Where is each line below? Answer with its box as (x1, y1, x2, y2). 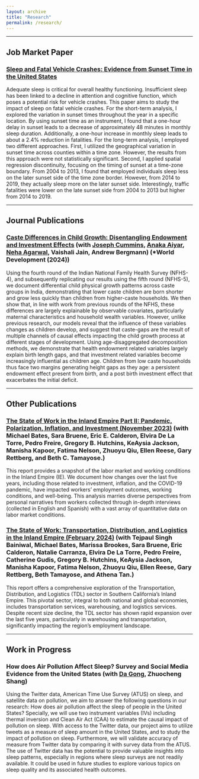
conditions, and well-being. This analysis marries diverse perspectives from (6, 493, 191, 500)
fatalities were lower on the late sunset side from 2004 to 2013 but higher (6, 187, 185, 194)
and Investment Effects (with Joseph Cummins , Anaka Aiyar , (6, 241, 185, 249)
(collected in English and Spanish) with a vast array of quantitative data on (6, 505, 188, 512)
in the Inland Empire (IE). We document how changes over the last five (6, 474, 178, 481)
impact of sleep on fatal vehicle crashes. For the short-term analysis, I (6, 105, 177, 112)
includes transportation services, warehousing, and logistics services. (6, 603, 177, 610)
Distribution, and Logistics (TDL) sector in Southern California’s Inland (6, 590, 176, 598)
